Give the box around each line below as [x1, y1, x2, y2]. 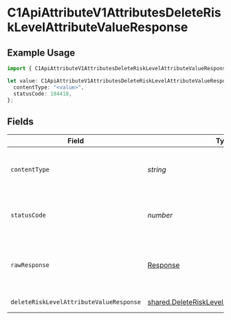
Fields [7, 116, 34, 127]
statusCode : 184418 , [13, 90, 72, 97]
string [147, 165, 166, 175]
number [147, 211, 173, 220]
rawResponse [10, 262, 50, 269]
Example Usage [7, 47, 76, 58]
